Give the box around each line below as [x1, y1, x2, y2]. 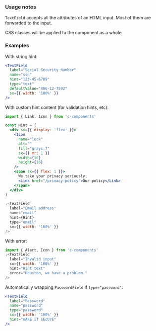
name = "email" [9, 210, 37, 216]
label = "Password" [9, 298, 46, 304]
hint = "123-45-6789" [9, 77, 50, 82]
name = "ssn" [9, 72, 32, 78]
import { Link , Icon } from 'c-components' [5, 114, 97, 119]
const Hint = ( [5, 123, 37, 128]
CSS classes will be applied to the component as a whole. [5, 30, 123, 36]
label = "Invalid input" [9, 257, 56, 262]
